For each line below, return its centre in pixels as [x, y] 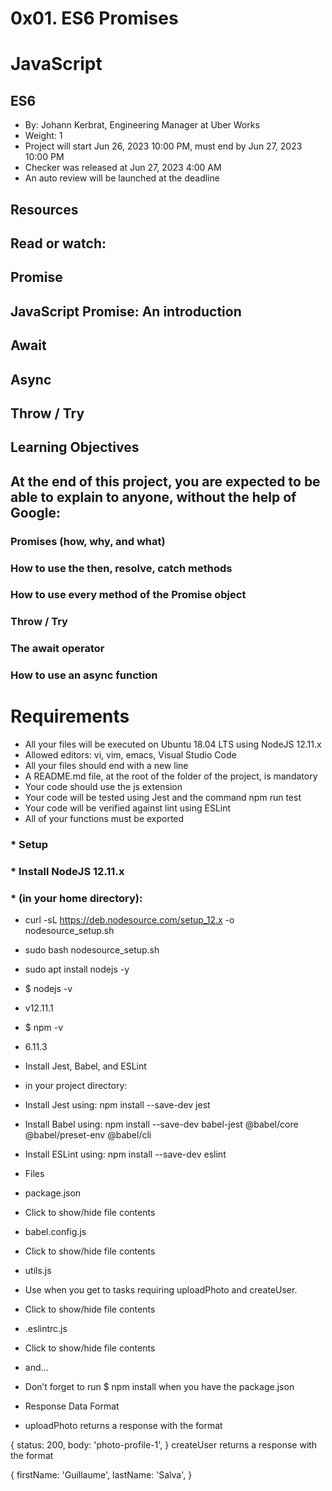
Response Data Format [72, 1406]
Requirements [70, 716]
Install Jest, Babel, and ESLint [85, 1066]
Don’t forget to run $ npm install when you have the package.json [159, 1387]
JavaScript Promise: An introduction [126, 311]
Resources [44, 209]
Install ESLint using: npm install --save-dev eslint [125, 1154]
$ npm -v [44, 1028]
